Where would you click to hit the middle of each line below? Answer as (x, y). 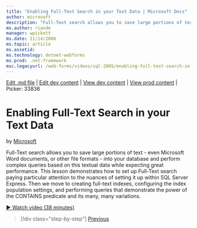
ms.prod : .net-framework (36, 60)
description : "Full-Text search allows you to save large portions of (94, 22)
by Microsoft (21, 141)
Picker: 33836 (23, 89)
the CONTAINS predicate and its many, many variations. (74, 196)
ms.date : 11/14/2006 (31, 39)
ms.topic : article (28, 45)
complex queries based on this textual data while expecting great (85, 165)
